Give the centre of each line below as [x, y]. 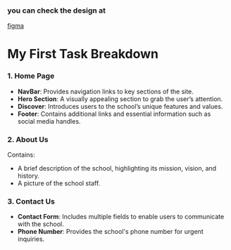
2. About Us [28, 139]
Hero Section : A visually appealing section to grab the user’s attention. [120, 99]
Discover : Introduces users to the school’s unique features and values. [120, 106]
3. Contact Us [31, 201]
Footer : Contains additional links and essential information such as [114, 114]
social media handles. [49, 121]
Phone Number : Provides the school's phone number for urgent [110, 232]
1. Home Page [31, 76]
